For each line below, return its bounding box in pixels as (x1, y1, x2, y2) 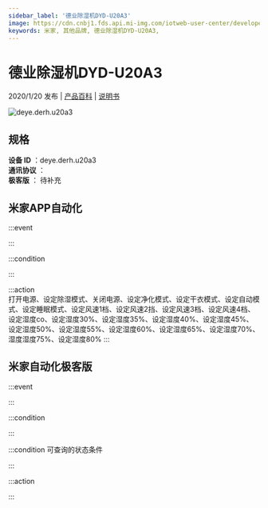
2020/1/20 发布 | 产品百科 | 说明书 (8, 91, 120, 101)
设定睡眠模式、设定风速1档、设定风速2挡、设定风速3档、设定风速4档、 (22, 304, 255, 314)
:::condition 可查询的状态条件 (8, 445, 104, 454)
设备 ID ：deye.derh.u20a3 (8, 155, 97, 165)
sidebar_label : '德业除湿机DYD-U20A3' (8, 11, 132, 20)
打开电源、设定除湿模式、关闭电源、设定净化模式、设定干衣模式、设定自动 (8, 294, 253, 304)
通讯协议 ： (8, 166, 45, 175)
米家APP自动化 (8, 201, 82, 214)
